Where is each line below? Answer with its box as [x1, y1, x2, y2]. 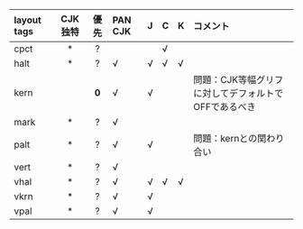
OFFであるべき [193, 101, 257, 113]
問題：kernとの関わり [193, 133, 285, 144]
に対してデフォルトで [193, 87, 284, 99]
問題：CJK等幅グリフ [193, 74, 284, 86]
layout [14, 14, 42, 26]
